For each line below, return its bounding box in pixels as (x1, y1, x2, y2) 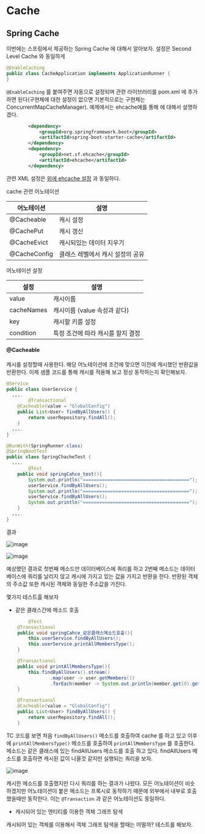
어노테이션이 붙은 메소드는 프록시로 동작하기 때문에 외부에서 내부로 (27, 787, 186, 794)
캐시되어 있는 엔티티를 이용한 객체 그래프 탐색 (15, 808, 123, 815)
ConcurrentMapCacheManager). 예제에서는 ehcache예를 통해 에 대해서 (6, 103, 182, 111)
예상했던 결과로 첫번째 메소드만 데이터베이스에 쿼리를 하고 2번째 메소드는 (6, 565, 179, 572)
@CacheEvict (9, 238, 48, 246)
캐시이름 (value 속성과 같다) (53, 306, 129, 315)
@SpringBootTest (6, 448, 48, 455)
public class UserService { (6, 386, 78, 392)
